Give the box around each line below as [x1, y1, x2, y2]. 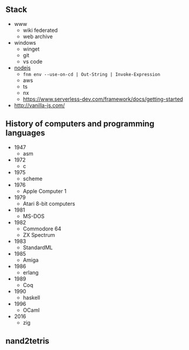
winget [22, 45, 40, 52]
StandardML [22, 244, 53, 251]
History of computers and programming [5, 119, 154, 129]
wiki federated [22, 27, 58, 34]
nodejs [14, 64, 31, 71]
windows [14, 39, 37, 46]
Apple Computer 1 [22, 187, 67, 194]
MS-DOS [22, 212, 45, 220]
